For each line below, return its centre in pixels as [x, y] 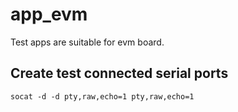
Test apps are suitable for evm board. [87, 42]
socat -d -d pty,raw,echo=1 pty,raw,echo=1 [102, 96]
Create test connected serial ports [119, 73]
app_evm [49, 14]
